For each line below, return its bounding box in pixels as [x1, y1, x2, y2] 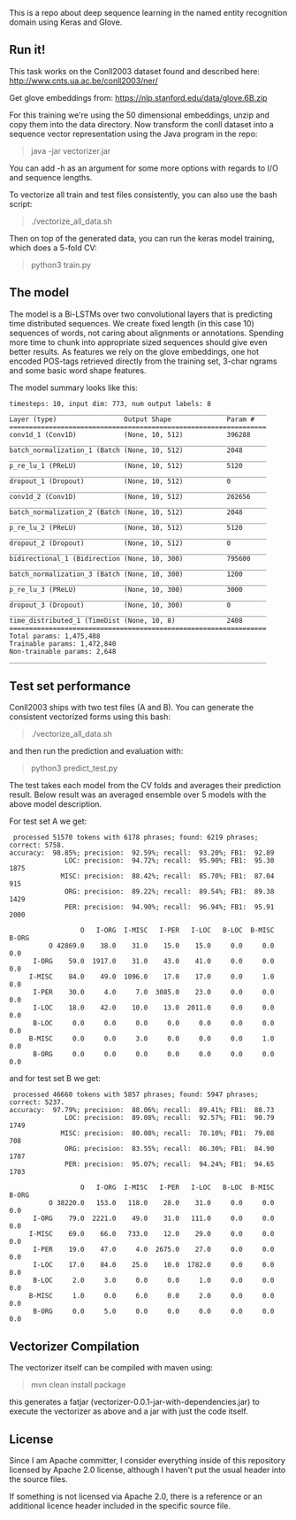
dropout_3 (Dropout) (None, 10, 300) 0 [9, 601, 231, 610]
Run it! [9, 42, 46, 58]
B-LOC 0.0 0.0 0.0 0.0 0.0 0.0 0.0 [32, 1019, 275, 1028]
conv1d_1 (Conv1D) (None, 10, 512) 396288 [9, 430, 251, 439]
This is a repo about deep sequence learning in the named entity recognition [9, 8, 288, 18]
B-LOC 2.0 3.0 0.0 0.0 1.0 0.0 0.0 [32, 1276, 275, 1286]
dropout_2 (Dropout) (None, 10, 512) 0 [9, 539, 231, 548]
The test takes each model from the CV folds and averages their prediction [9, 780, 281, 791]
